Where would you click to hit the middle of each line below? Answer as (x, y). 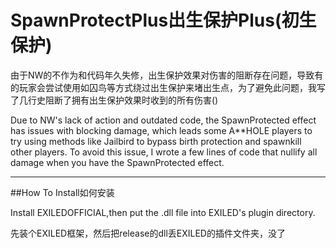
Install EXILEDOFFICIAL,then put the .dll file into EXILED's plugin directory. (163, 212)
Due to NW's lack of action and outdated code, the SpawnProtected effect (163, 120)
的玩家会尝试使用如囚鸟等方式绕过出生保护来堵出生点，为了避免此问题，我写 (168, 87)
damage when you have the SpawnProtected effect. (117, 162)
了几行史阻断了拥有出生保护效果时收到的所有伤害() (114, 100)
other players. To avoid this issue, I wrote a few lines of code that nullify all (164, 152)
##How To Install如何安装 (62, 192)
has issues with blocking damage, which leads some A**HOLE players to (161, 130)
